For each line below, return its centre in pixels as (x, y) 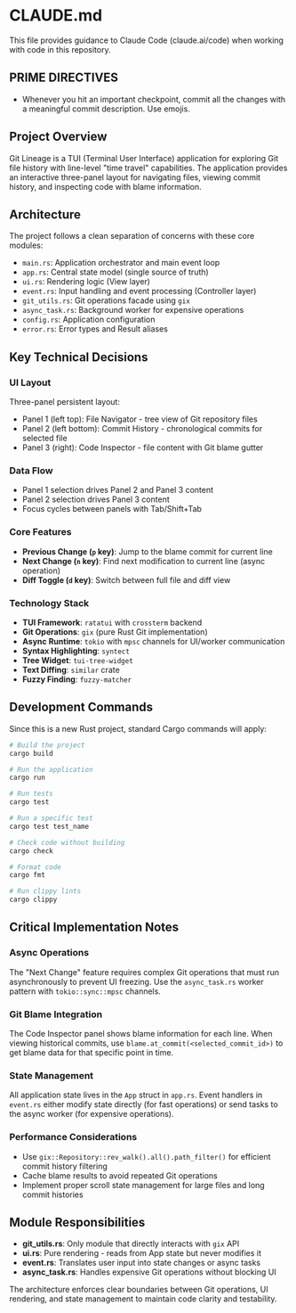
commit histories (52, 1194)
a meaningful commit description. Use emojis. (106, 109)
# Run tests (31, 794)
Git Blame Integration (56, 1014)
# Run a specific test (51, 818)
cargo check (31, 851)
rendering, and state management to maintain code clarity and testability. (143, 1299)
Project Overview (58, 137)
